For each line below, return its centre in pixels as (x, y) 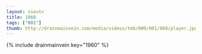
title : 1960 (21, 17)
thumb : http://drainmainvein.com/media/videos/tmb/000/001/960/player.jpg (102, 28)
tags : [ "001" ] (24, 23)
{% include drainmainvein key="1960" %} (58, 45)
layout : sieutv (25, 12)
